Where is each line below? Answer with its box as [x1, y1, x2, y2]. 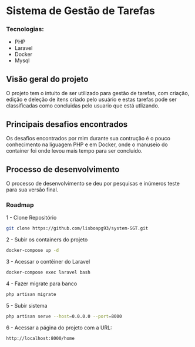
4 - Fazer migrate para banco [6, 280, 78, 287]
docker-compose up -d [6, 248, 59, 254]
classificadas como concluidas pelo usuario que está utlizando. [6, 102, 160, 109]
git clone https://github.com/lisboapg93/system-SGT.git [6, 225, 149, 231]
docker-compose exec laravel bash [6, 269, 91, 275]
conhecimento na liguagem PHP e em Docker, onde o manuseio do [6, 141, 169, 148]
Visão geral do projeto [6, 74, 89, 84]
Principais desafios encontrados [6, 119, 128, 129]
